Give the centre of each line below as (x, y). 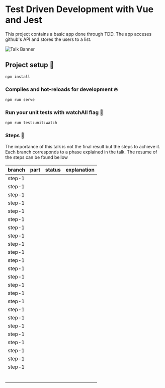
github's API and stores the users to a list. (48, 39)
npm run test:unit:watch (31, 123)
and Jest (24, 20)
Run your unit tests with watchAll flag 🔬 (54, 112)
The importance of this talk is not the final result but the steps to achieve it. (83, 146)
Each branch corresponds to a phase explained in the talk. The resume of (81, 152)
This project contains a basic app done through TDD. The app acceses (78, 34)
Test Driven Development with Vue (79, 9)
